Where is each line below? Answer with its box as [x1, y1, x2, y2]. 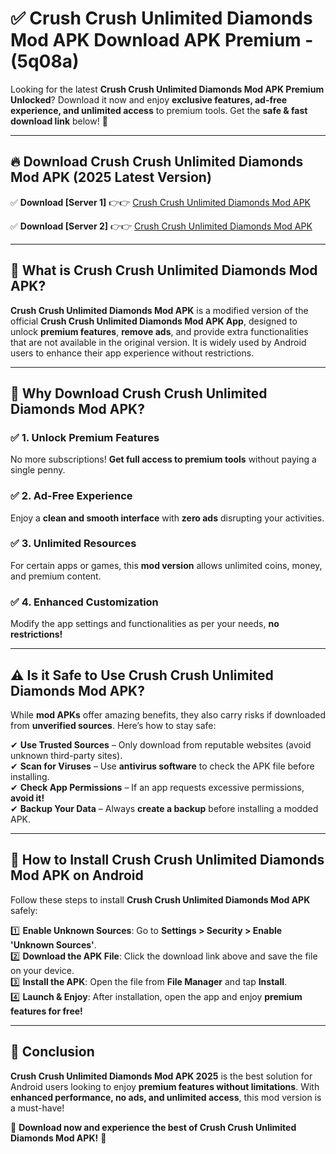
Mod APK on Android [10, 867, 144, 884]
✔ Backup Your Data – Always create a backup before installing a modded [10, 802, 319, 814]
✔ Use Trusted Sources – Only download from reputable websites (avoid [10, 738, 312, 751]
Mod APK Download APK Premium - [10, 29, 314, 52]
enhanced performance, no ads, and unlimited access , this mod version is [10, 1091, 322, 1103]
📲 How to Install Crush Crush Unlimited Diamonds [10, 852, 325, 869]
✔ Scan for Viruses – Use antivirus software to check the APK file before [10, 760, 315, 772]
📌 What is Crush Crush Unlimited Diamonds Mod [10, 262, 318, 279]
